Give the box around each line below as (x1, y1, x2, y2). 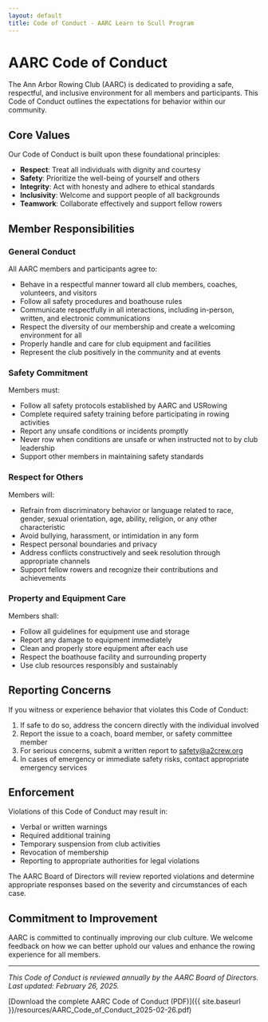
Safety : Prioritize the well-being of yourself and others (19, 173, 200, 183)
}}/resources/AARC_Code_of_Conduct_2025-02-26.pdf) (8, 1005, 192, 1015)
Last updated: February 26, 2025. (8, 981, 120, 991)
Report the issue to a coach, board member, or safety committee (19, 728, 233, 738)
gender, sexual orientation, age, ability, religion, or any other (19, 514, 218, 523)
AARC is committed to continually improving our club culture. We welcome (8, 933, 254, 942)
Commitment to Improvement (8, 911, 158, 925)
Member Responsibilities (8, 222, 135, 235)
